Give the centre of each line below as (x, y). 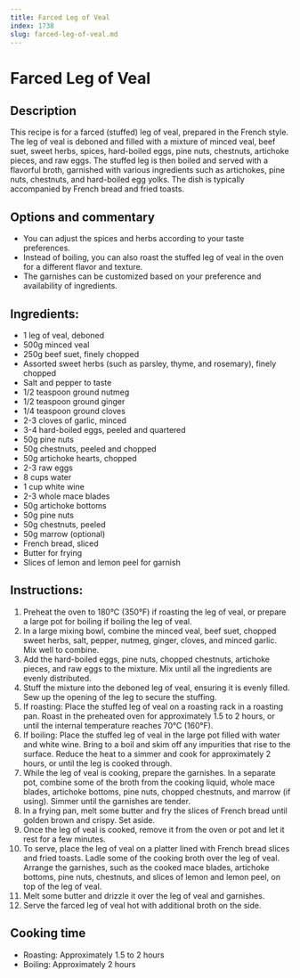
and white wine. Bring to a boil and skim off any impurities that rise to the (157, 744)
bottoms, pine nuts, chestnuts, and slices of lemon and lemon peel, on (152, 876)
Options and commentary (82, 217)
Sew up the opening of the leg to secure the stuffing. (120, 697)
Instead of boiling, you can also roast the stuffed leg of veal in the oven (153, 257)
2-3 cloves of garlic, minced (75, 420)
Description (43, 111)
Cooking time (48, 933)
